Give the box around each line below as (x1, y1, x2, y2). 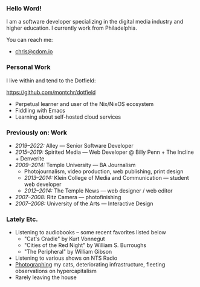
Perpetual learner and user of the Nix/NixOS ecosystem (15, 100, 154, 107)
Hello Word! (6, 4, 42, 13)
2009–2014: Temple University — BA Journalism (15, 161, 136, 168)
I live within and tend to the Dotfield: (6, 77, 96, 84)
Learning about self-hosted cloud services (15, 113, 121, 120)
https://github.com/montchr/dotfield (6, 88, 96, 96)
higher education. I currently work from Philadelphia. (6, 24, 137, 31)
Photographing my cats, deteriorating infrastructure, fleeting (15, 261, 166, 268)
